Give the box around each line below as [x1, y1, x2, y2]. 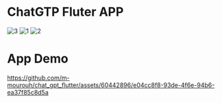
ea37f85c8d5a [7, 88, 49, 96]
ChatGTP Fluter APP [7, 4, 124, 20]
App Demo [7, 51, 69, 67]
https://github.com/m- [7, 73, 70, 82]
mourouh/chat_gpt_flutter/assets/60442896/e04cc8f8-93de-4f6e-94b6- [7, 80, 215, 89]
